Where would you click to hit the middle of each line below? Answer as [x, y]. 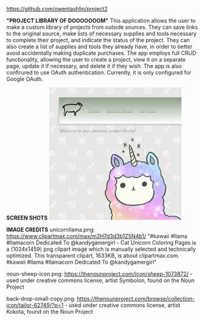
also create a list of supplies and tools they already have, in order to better [100, 46]
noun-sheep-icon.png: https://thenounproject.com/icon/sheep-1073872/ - [100, 274]
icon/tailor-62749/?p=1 [35, 305]
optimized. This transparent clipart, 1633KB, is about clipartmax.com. [93, 255]
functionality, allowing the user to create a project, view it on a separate [96, 60]
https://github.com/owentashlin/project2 [57, 9]
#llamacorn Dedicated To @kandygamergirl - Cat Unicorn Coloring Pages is [101, 243]
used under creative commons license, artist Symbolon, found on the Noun [100, 280]
